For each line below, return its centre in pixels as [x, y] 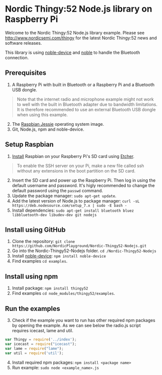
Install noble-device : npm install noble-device [59, 256]
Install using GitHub [36, 230]
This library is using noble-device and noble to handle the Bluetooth [73, 52]
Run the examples [33, 309]
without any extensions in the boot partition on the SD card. [76, 170]
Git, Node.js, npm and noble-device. [48, 129]
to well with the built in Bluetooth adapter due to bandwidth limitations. [87, 104]
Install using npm [31, 276]
